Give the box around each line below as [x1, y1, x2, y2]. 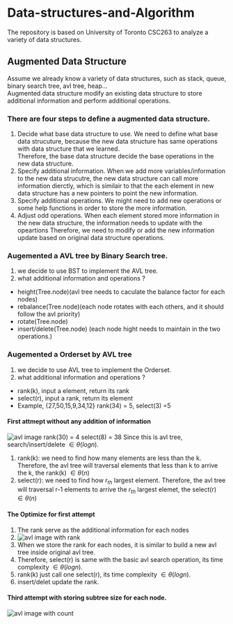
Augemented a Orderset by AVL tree [7, 350, 132, 359]
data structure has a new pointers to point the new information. [17, 189, 198, 198]
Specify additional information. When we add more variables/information [17, 167, 226, 175]
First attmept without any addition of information [7, 417, 152, 426]
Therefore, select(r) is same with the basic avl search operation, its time [17, 555, 224, 563]
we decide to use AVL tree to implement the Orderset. [17, 365, 172, 374]
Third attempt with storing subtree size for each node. [7, 593, 167, 602]
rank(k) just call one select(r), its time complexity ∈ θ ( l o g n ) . [17, 570, 191, 579]
